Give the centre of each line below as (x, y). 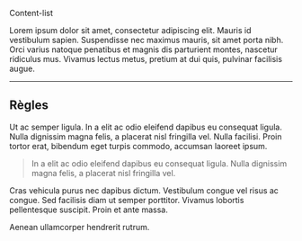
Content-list (31, 13)
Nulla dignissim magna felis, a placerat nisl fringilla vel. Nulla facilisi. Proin (146, 136)
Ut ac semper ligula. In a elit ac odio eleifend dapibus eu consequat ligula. (146, 127)
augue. (22, 68)
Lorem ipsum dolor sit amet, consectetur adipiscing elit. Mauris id (130, 30)
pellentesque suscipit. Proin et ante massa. (89, 210)
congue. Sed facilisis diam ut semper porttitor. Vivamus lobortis (127, 200)
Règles (29, 106)
